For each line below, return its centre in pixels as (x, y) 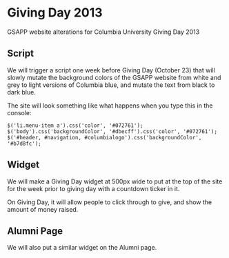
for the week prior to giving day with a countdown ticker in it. (93, 188)
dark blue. (21, 92)
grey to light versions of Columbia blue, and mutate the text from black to (111, 85)
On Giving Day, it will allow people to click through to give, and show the (110, 202)
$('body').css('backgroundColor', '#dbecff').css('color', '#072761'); (112, 131)
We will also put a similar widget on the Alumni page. (82, 248)
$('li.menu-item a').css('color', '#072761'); (75, 126)
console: (20, 112)
